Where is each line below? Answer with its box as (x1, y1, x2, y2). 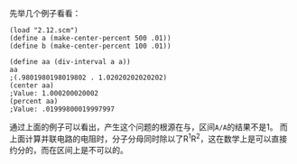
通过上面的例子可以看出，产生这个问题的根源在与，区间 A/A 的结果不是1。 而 (9, 122, 289, 132)
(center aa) (9, 81, 54, 90)
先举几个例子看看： (9, 8, 81, 18)
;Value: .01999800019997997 (9, 105, 116, 114)
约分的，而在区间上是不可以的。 (9, 144, 128, 155)
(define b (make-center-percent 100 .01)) (9, 41, 172, 50)
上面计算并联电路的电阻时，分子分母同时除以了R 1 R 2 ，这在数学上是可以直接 (9, 132, 287, 144)
